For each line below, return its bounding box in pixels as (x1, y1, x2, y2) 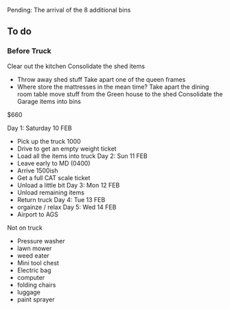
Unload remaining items (16, 188, 84, 197)
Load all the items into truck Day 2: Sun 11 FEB (16, 151, 148, 160)
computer (16, 273, 45, 281)
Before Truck (7, 46, 51, 56)
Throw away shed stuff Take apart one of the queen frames (16, 75, 186, 83)
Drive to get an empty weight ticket (16, 144, 117, 153)
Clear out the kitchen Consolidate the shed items (7, 62, 146, 70)
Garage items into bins (16, 97, 81, 105)
